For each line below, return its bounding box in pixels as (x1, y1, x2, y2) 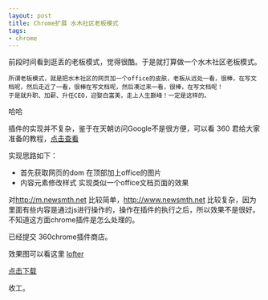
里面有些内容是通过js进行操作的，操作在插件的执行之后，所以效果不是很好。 (8, 205, 260, 215)
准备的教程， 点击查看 (8, 134, 79, 144)
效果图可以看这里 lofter (8, 249, 84, 259)
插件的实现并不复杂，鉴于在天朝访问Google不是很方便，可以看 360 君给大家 (8, 124, 261, 133)
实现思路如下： (8, 151, 58, 160)
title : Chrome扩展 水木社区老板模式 (8, 19, 119, 27)
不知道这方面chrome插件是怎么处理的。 (8, 215, 140, 225)
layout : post (8, 11, 52, 20)
